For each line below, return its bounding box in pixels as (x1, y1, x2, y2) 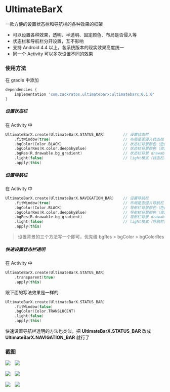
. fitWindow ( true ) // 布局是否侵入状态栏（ (14, 137, 168, 142)
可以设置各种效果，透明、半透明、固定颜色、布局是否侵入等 (12, 31, 137, 37)
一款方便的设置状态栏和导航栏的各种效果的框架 (5, 21, 103, 27)
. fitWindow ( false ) (14, 304, 53, 309)
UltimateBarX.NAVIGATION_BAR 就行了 (5, 334, 90, 340)
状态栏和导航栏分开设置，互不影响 (12, 38, 84, 44)
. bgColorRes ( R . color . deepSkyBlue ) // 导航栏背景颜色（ (14, 210, 160, 215)
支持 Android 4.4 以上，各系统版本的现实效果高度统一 (12, 44, 124, 50)
